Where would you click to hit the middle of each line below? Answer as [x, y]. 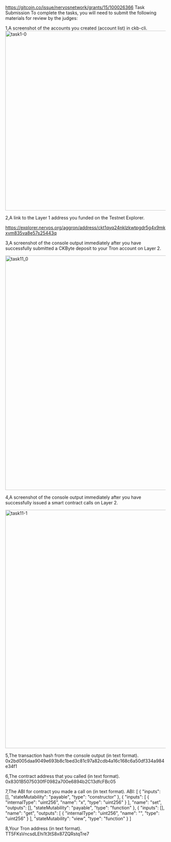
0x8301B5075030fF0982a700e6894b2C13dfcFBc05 [61, 782]
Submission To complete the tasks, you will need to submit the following [81, 13]
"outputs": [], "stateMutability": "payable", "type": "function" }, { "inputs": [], [85, 808]
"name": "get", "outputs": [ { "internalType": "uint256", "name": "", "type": [82, 813]
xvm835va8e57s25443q [31, 233]
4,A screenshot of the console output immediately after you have [73, 497]
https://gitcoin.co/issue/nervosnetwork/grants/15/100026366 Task [75, 7]
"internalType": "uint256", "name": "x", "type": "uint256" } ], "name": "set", [83, 802]
